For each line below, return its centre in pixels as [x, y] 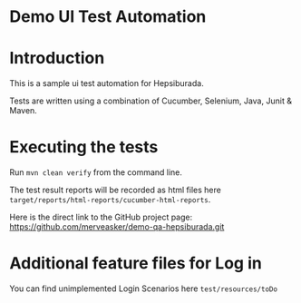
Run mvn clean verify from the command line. [96, 172]
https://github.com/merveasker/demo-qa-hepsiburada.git [117, 227]
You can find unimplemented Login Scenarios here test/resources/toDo [144, 288]
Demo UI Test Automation [108, 17]
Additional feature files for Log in [136, 264]
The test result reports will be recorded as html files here [116, 190]
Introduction [57, 59]
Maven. [24, 111]
